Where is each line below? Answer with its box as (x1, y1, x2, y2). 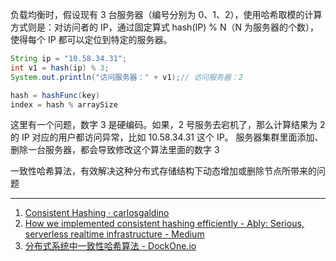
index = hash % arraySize (10, 99, 118, 110)
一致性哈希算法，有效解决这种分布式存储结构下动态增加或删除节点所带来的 (10, 165, 317, 177)
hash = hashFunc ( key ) (10, 90, 101, 100)
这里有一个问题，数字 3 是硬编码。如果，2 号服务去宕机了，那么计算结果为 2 (10, 119, 326, 131)
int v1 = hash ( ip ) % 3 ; (10, 63, 110, 73)
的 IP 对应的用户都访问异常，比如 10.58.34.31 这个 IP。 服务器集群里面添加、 (10, 131, 324, 143)
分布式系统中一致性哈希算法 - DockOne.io (24, 240, 197, 252)
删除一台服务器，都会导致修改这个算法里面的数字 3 (10, 144, 220, 156)
